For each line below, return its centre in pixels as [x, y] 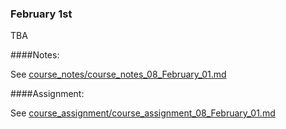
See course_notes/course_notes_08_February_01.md [118, 74]
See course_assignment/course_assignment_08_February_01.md [143, 113]
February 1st [41, 14]
